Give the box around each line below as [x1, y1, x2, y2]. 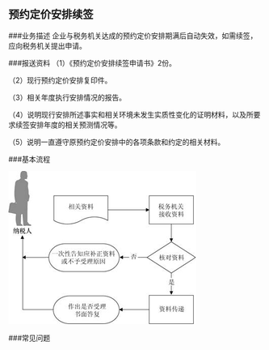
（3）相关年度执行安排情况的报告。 [8, 92, 127, 102]
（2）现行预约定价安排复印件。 [8, 75, 112, 85]
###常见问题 [8, 333, 51, 343]
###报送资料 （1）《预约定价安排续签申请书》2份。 [8, 58, 176, 67]
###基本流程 [8, 154, 51, 164]
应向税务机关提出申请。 [8, 41, 86, 50]
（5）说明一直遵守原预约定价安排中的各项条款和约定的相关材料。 [8, 137, 225, 147]
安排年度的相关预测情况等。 [29, 120, 122, 130]
